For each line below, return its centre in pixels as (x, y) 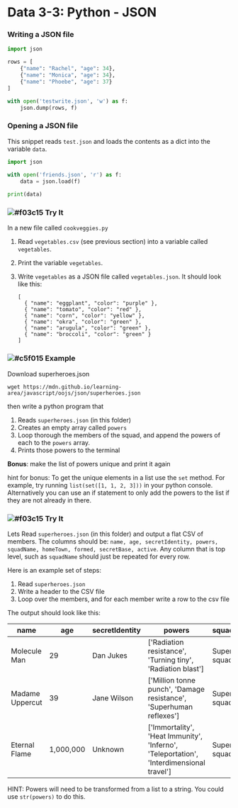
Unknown (108, 750)
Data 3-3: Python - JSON (82, 12)
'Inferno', (163, 745)
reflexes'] (164, 716)
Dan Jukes (109, 656)
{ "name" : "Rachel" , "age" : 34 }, (68, 69)
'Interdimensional (176, 763)
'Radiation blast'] (176, 669)
